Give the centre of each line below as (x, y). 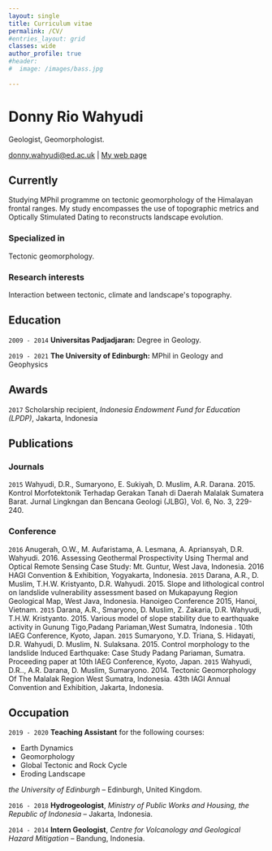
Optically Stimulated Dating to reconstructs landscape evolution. (116, 217)
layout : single (34, 16)
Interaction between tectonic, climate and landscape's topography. (120, 294)
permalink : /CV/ (36, 31)
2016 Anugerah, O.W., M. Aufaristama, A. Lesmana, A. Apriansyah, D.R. (126, 549)
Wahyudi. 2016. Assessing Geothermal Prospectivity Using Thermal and (129, 558)
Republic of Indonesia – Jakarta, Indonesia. (80, 814)
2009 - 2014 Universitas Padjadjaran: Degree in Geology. (105, 340)
